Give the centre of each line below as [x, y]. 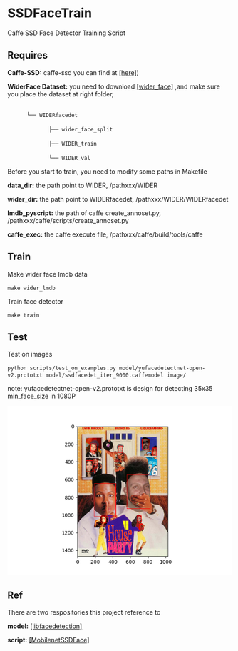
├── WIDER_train [73, 144]
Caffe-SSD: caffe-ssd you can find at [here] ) [73, 72]
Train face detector [36, 301]
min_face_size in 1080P [42, 396]
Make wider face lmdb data [47, 274]
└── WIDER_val [70, 158]
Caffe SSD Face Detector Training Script [67, 33]
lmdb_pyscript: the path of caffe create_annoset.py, [84, 213]
